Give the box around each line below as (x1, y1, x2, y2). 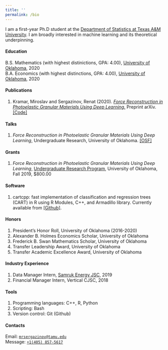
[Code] (12, 109, 28, 115)
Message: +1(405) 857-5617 (5, 339, 63, 345)
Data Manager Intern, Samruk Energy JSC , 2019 (12, 272, 113, 278)
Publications (5, 87, 32, 94)
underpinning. (5, 36, 34, 43)
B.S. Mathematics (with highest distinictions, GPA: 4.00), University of (5, 59, 150, 66)
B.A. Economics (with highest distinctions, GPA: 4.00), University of (5, 70, 145, 76)
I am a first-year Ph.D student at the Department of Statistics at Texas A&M (5, 26, 161, 32)
